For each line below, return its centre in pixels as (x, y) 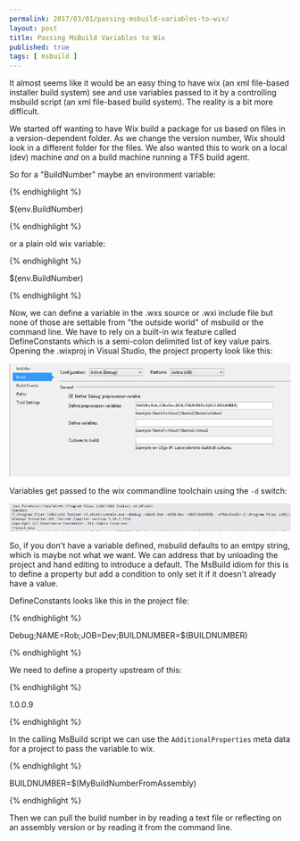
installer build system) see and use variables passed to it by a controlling (143, 93)
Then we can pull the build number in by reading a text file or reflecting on (146, 818)
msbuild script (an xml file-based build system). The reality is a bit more (142, 102)
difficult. (25, 112)
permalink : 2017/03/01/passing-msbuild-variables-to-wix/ (119, 19)
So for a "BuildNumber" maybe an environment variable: (112, 175)
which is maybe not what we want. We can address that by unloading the (144, 555)
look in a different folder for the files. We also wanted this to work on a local (148, 148)
